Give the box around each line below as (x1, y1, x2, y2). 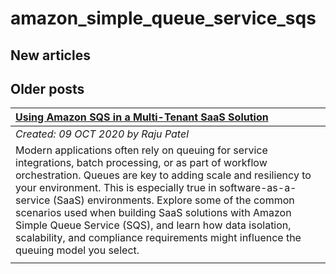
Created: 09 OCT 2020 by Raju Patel (15, 127, 190, 141)
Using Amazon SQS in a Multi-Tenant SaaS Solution (15, 110, 269, 124)
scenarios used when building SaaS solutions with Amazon (15, 206, 292, 220)
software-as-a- (218, 181, 297, 195)
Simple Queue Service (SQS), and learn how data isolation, (15, 218, 292, 232)
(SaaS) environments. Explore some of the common (52, 193, 295, 207)
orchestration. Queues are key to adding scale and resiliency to (15, 168, 312, 182)
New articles (10, 47, 91, 64)
